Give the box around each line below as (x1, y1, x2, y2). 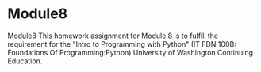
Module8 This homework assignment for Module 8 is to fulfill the (7, 31, 219, 40)
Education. (7, 56, 43, 66)
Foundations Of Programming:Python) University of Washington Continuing (7, 47, 253, 57)
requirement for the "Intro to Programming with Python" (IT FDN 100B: (7, 39, 237, 48)
